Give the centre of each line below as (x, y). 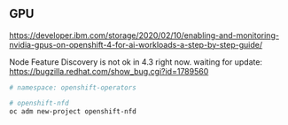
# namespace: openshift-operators (73, 87)
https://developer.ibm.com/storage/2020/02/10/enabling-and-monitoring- (144, 35)
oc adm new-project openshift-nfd (73, 112)
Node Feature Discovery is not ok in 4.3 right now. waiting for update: (136, 62)
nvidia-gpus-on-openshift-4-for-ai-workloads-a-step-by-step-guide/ (136, 44)
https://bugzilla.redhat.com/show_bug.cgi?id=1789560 (109, 71)
